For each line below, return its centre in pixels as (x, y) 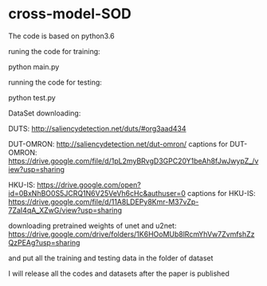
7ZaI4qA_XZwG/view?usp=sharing (65, 210)
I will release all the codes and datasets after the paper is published (119, 273)
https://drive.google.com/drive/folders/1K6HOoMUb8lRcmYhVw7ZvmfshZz (132, 234)
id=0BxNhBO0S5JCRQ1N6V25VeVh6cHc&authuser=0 (97, 193)
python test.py (32, 97)
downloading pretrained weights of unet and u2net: (92, 225)
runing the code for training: (55, 51)
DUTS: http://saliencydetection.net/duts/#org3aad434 (97, 128)
